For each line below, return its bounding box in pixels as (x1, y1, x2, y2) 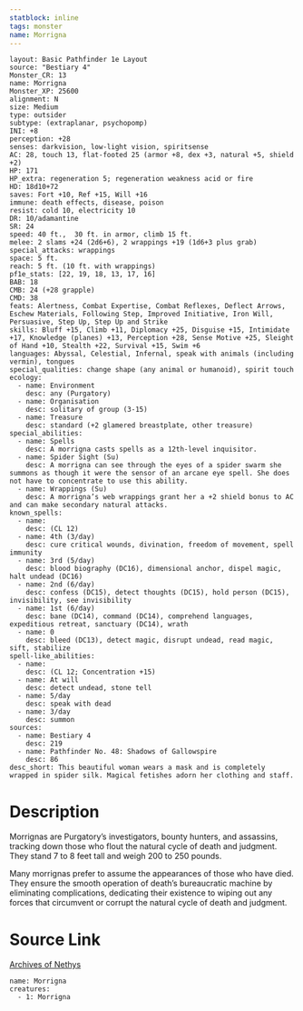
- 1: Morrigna (17, 993, 71, 1002)
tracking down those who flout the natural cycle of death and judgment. (9, 841, 278, 852)
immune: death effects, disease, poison (9, 198, 165, 207)
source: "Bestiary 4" (9, 63, 92, 73)
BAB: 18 (9, 278, 39, 287)
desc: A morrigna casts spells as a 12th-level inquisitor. (25, 445, 258, 455)
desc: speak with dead (25, 699, 112, 709)
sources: (9, 724, 43, 733)
